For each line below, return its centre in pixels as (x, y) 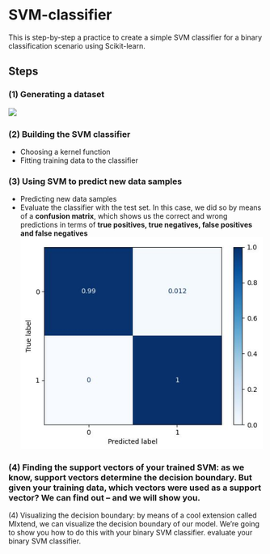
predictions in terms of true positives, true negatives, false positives (136, 225)
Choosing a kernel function (65, 151)
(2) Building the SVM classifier (70, 134)
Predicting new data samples (68, 199)
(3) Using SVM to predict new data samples (95, 181)
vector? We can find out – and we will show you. (104, 497)
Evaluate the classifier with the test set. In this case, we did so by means (141, 207)
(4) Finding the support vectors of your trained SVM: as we (127, 467)
